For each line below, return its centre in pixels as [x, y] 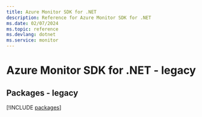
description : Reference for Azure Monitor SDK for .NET [79, 18]
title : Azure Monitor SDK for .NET [52, 12]
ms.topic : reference [33, 29]
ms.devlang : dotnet [31, 35]
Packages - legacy [42, 93]
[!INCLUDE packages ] [34, 108]
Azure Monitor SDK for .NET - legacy [101, 70]
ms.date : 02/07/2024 [33, 23]
